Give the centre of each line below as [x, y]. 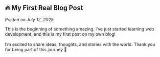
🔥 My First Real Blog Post [44, 8]
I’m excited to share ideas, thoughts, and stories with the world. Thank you [80, 44]
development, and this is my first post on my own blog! [60, 34]
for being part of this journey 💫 [36, 49]
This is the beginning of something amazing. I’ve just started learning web [80, 29]
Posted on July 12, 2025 [29, 19]
